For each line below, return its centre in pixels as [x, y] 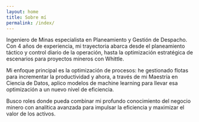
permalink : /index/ [30, 23]
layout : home [22, 12]
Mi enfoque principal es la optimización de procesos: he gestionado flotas [97, 71]
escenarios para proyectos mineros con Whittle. [65, 59]
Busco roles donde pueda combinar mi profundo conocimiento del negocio [99, 101]
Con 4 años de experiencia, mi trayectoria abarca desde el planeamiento [96, 46]
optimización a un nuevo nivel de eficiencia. [60, 90]
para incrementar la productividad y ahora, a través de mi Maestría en [92, 77]
